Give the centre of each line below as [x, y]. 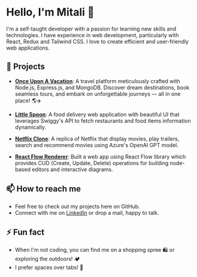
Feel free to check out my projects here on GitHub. [77, 206]
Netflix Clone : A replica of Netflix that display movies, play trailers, [97, 138]
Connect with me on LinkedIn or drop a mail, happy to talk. [87, 212]
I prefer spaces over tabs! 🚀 [49, 267]
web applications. [28, 48]
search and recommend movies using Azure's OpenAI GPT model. [96, 145]
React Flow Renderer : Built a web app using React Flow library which [100, 156]
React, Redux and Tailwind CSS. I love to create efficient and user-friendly [98, 41]
